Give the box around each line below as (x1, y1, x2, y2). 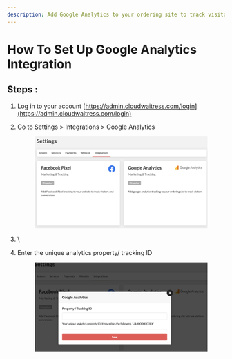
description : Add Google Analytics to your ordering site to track (7, 11, 206, 18)
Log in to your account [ (17, 102, 86, 110)
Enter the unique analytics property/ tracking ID (17, 249, 153, 256)
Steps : (7, 83, 38, 96)
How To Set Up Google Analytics (7, 41, 197, 57)
